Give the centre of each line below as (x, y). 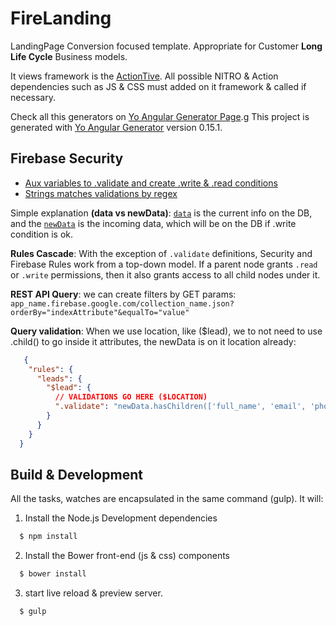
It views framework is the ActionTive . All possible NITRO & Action (144, 76)
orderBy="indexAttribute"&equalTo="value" (100, 312)
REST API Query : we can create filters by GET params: (123, 294)
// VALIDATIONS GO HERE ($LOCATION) (131, 397)
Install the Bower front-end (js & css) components (127, 556)
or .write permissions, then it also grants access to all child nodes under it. (165, 274)
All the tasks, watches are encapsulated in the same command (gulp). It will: (167, 499)
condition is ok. (42, 234)
